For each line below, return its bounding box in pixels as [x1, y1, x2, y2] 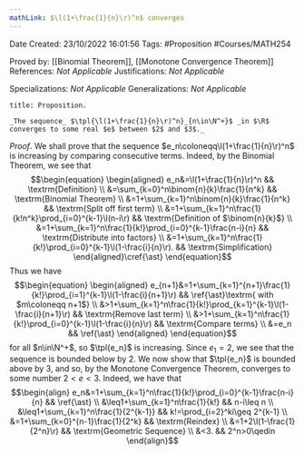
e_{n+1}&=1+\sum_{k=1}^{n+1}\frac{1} [150, 279, 291, 291]
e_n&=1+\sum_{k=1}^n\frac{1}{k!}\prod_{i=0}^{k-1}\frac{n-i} [72, 387, 295, 398]
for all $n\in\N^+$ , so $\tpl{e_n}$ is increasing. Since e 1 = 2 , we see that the [9, 341, 295, 355]
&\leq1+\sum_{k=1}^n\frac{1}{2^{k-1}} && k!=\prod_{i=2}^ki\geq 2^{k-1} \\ [17, 406, 288, 418]
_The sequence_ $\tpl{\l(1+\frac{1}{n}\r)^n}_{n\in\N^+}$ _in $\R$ [9, 116, 270, 125]
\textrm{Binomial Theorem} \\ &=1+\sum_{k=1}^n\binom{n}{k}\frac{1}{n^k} [15, 193, 290, 204]
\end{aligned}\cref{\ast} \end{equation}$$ [73, 251, 232, 262]
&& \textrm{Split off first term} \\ [44, 203, 163, 213]
